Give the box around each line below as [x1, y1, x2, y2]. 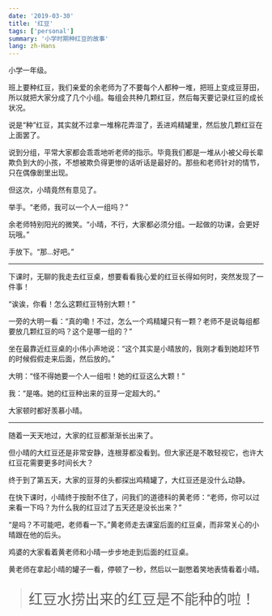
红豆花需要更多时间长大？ [8, 458, 94, 467]
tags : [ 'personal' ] [8, 27, 74, 35]
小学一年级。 [8, 66, 51, 75]
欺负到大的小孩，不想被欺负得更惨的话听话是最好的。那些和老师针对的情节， [8, 157, 264, 167]
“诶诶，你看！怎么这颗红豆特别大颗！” [8, 299, 136, 309]
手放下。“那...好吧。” [8, 247, 74, 256]
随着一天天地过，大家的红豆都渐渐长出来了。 [8, 431, 158, 441]
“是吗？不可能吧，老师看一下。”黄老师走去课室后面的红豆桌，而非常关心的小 [8, 520, 260, 530]
